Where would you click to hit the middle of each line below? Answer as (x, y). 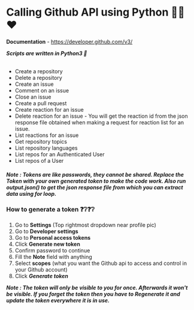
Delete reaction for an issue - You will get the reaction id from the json (101, 116)
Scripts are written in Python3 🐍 (47, 53)
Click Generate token (42, 276)
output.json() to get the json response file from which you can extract (95, 187)
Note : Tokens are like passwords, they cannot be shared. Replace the (95, 174)
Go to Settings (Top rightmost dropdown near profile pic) (86, 225)
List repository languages (46, 148)
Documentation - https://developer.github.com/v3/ (69, 41)
